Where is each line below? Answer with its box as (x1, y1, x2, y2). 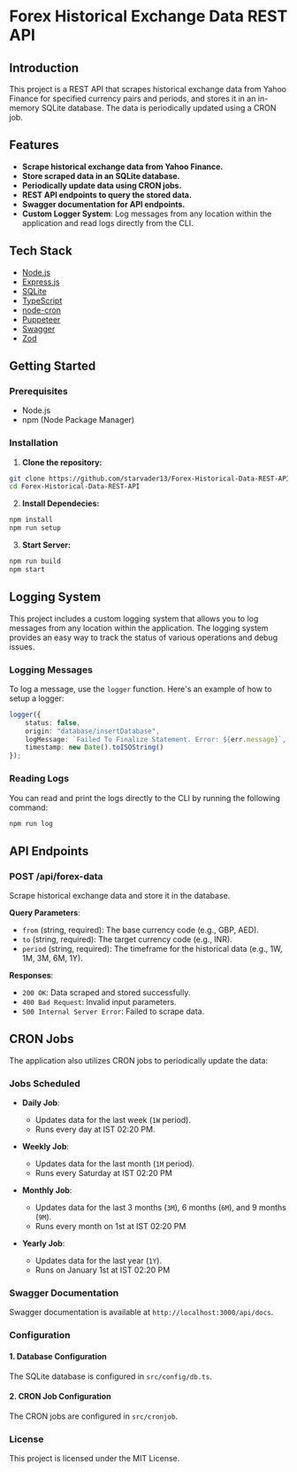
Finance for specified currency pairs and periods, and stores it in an (9, 93, 256, 104)
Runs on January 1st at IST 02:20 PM (34, 1265, 171, 1275)
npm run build (9, 557, 62, 566)
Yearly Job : (21, 1238, 65, 1249)
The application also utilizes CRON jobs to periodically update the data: (9, 1055, 268, 1065)
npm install (9, 516, 53, 525)
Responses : (9, 970, 54, 981)
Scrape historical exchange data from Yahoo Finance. (21, 161, 224, 172)
